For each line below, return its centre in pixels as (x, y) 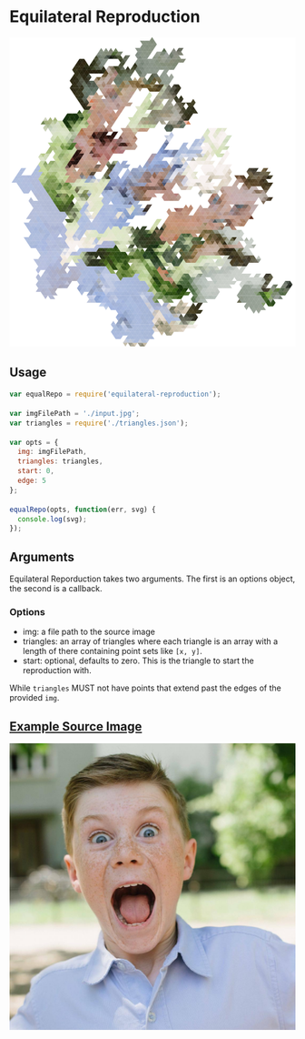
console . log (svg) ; (53, 519)
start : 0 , (36, 471)
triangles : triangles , (60, 461)
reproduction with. (57, 671)
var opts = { (34, 442)
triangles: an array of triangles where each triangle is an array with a (150, 641)
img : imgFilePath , (53, 452)
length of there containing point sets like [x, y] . (112, 651)
